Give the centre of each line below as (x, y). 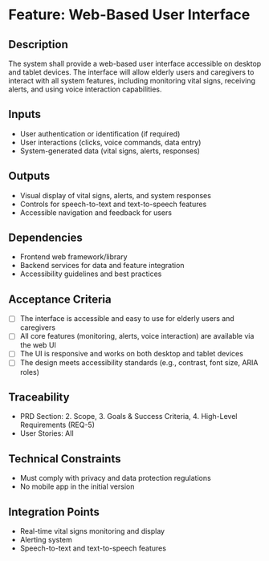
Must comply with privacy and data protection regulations (115, 478)
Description (38, 45)
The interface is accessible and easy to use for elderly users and (127, 319)
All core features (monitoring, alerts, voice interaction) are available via (137, 336)
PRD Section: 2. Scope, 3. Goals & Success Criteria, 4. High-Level (128, 417)
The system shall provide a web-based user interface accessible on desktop (135, 63)
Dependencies (45, 238)
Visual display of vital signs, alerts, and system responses (115, 195)
